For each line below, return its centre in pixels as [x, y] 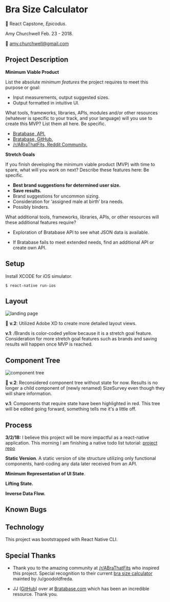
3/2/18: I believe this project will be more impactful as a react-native [77, 437]
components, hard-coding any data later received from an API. [71, 464]
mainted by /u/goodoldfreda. [43, 579]
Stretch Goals [20, 154]
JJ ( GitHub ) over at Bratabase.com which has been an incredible [81, 589]
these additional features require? [41, 222]
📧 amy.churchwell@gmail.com [37, 43]
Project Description [37, 60]
